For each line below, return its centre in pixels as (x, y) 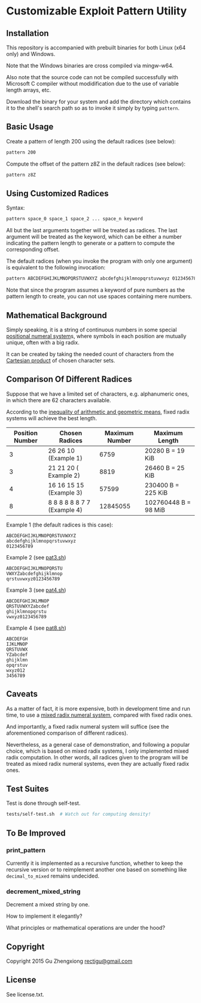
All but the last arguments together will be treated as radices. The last (92, 230)
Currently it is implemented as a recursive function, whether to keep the (95, 863)
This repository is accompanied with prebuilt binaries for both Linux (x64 (96, 47)
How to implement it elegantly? (44, 916)
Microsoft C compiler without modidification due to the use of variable (93, 83)
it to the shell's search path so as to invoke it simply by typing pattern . (93, 108)
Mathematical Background (57, 315)
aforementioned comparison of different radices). (67, 733)
